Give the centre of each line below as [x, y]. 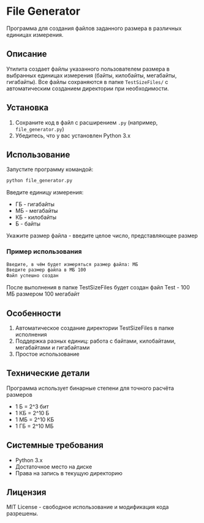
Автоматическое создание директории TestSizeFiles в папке [95, 328]
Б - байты [28, 224]
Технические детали [48, 373]
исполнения [31, 334]
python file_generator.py [39, 181]
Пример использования [44, 251]
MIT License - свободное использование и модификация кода [88, 507]
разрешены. [22, 514]
